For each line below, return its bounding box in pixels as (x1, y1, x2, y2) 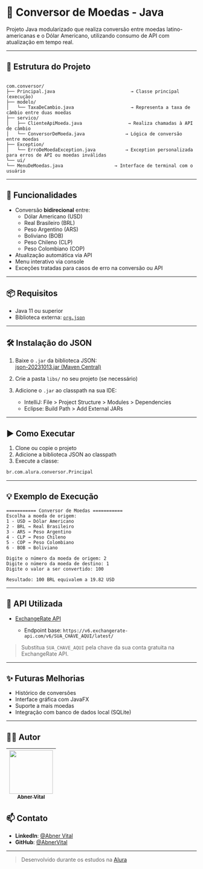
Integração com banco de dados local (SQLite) (14, 709, 132, 716)
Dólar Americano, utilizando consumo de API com (45, 32, 170, 39)
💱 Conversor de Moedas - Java (6, 5, 164, 19)
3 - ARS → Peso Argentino (6, 529, 71, 535)
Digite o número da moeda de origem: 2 (6, 555, 107, 562)
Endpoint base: (24, 626, 62, 634)
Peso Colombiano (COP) (24, 245, 85, 252)
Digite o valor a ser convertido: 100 (6, 566, 104, 572)
